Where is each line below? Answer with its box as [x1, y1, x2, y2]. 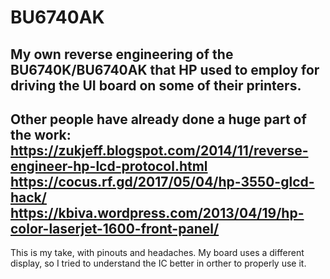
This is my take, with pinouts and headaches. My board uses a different [10, 247, 305, 259]
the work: [10, 126, 72, 143]
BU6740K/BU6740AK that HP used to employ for [10, 61, 320, 78]
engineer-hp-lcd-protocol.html [10, 157, 208, 175]
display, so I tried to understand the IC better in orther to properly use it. [10, 257, 307, 270]
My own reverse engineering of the [10, 46, 234, 63]
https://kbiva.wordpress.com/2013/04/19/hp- [10, 204, 305, 221]
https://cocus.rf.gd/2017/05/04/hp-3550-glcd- [10, 173, 315, 190]
